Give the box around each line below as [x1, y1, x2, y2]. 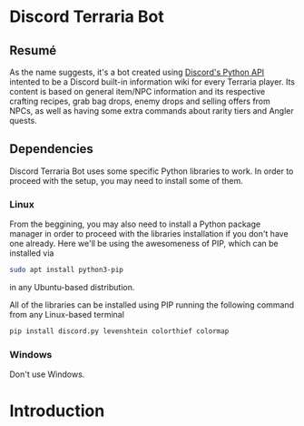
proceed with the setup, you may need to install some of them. [9, 175, 243, 186]
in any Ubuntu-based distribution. [9, 281, 135, 292]
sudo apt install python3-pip [9, 266, 124, 275]
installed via [9, 248, 54, 259]
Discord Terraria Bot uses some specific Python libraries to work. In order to [9, 166, 294, 177]
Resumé [9, 43, 57, 58]
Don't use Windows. [9, 369, 85, 380]
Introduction [9, 401, 105, 421]
